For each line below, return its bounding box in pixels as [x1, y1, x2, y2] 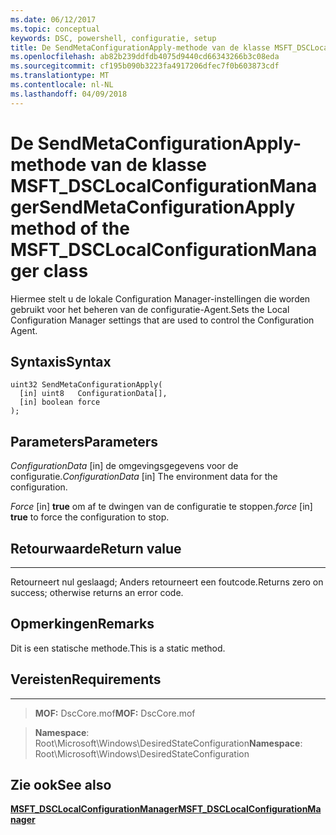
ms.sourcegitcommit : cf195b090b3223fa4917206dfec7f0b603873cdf [10, 61, 280, 71]
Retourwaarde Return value [10, 540, 182, 557]
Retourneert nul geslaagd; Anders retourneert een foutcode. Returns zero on [10, 576, 324, 588]
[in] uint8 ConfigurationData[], [19, 389, 168, 399]
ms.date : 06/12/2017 [10, 14, 97, 25]
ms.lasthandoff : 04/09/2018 [10, 89, 128, 99]
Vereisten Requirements [10, 671, 162, 688]
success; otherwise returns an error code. [10, 587, 184, 598]
